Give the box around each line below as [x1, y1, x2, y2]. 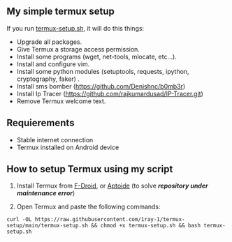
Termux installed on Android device [16, 143, 119, 151]
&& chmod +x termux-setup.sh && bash [91, 222, 201, 229]
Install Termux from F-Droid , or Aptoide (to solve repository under [16, 181, 208, 190]
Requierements [6, 117, 75, 129]
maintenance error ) [16, 189, 75, 197]
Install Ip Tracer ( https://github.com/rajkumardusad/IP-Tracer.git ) [16, 89, 203, 98]
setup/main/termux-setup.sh [6, 222, 89, 229]
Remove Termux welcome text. [16, 97, 106, 105]
